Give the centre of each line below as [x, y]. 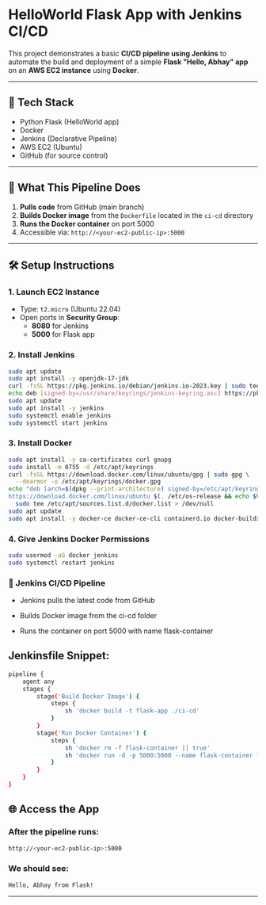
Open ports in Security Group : [70, 318]
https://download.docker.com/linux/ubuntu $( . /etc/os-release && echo [129, 497]
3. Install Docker [40, 443]
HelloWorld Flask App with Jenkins [125, 15]
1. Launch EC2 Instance [54, 292]
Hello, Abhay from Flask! [51, 885]
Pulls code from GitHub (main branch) [82, 207]
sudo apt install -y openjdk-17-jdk [68, 379]
